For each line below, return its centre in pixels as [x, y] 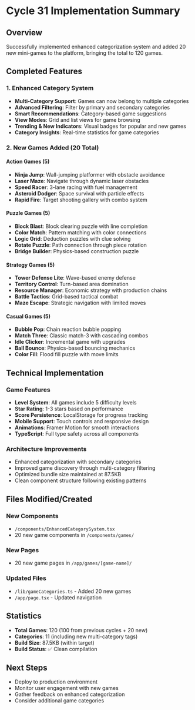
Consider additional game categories [59, 701]
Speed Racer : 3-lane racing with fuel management [76, 187]
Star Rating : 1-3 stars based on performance [69, 409]
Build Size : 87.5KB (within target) [55, 642]
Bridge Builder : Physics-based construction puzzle [77, 251]
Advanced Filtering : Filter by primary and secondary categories [92, 107]
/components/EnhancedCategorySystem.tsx [65, 529]
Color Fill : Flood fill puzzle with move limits [66, 354]
